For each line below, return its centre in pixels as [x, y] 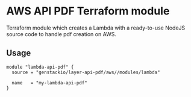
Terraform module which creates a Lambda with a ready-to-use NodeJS [96, 28]
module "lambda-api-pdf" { [40, 67]
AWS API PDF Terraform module [88, 11]
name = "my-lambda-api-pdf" [49, 83]
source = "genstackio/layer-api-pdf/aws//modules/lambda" [86, 72]
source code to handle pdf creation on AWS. [61, 34]
